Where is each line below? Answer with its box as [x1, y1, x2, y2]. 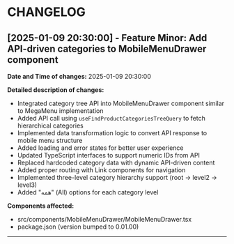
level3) [17, 181, 37, 189]
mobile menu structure [17, 137, 83, 144]
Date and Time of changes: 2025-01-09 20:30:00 [7, 73, 152, 80]
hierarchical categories [17, 121, 84, 130]
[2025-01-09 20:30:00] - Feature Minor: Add [7, 32, 208, 44]
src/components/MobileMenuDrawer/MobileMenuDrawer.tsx [17, 215, 192, 223]
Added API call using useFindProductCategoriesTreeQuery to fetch [17, 114, 205, 122]
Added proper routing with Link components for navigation [17, 166, 186, 174]
